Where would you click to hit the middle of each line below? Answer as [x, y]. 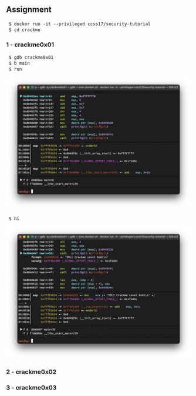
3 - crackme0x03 [31, 387]
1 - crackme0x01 [30, 45]
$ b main [19, 63]
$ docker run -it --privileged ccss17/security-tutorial [80, 24]
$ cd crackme [25, 30]
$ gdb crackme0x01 [31, 58]
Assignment [29, 10]
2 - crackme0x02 [31, 371]
